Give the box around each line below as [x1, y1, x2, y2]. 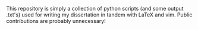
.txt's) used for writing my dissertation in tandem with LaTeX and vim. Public [6, 11, 193, 18]
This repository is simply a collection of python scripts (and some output [6, 5, 184, 12]
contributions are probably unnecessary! [6, 18, 106, 24]
